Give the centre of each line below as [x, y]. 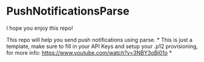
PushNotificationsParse [68, 11]
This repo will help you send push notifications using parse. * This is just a [100, 40]
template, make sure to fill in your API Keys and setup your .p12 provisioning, [102, 46]
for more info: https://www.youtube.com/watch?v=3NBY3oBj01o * [89, 52]
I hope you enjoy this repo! [40, 28]
